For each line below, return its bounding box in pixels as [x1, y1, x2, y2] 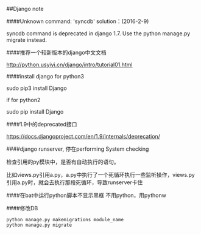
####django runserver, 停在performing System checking [6, 145, 149, 153]
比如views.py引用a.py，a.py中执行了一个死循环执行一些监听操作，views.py [6, 171, 195, 178]
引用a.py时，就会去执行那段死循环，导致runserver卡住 [6, 179, 143, 186]
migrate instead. [6, 36, 48, 43]
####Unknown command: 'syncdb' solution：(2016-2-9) [6, 18, 149, 25]
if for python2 [6, 97, 41, 103]
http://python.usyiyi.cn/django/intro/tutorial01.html [6, 61, 133, 68]
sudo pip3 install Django [6, 84, 67, 92]
